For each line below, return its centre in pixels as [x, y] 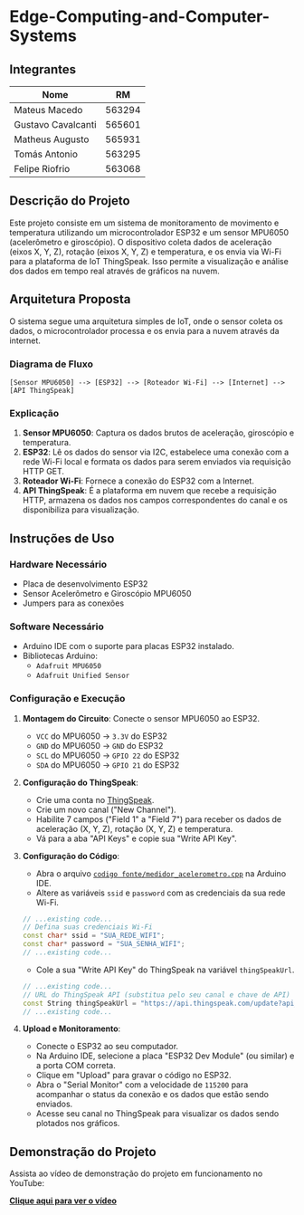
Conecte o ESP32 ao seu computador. [107, 1047]
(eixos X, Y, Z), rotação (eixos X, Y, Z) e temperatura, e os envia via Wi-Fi [146, 252]
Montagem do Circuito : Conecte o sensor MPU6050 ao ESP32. [141, 718]
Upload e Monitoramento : [71, 1028]
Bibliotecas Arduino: [60, 656]
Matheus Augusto [52, 139]
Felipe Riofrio [42, 169]
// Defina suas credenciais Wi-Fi [87, 927]
